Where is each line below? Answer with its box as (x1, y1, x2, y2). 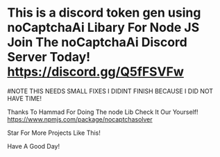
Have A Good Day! (7, 142, 60, 150)
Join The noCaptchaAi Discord (7, 35, 187, 50)
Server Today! (7, 49, 91, 65)
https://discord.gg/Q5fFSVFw (7, 64, 184, 80)
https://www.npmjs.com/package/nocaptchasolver (7, 115, 153, 123)
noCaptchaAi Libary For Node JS (7, 19, 200, 35)
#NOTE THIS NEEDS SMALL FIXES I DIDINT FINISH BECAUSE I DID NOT (7, 87, 214, 95)
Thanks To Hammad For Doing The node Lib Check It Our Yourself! (7, 108, 198, 116)
